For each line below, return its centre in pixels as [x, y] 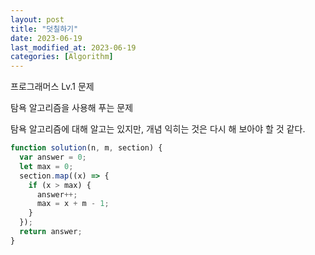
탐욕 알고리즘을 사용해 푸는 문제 [72, 108]
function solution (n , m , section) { [86, 148]
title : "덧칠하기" [44, 29]
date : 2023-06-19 [46, 38]
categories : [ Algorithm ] [62, 57]
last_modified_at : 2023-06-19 [73, 47]
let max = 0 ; [46, 166]
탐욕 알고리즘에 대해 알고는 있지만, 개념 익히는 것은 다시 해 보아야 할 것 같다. [158, 129]
